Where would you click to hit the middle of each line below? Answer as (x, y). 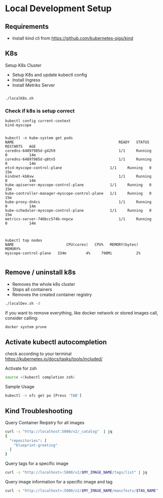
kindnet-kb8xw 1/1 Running (78, 176)
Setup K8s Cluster (23, 65)
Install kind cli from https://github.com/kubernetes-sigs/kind (72, 38)
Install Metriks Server (33, 85)
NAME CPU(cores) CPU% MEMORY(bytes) (72, 244)
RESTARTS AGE (20, 146)
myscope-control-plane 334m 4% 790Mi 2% (73, 253)
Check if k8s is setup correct (40, 111)
